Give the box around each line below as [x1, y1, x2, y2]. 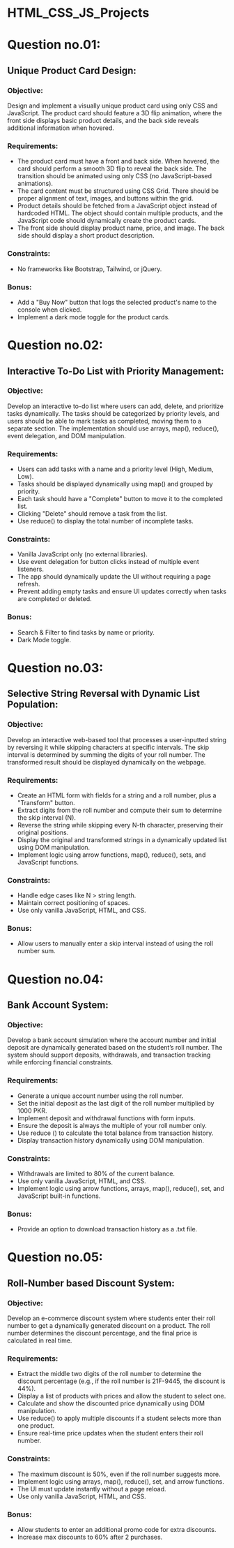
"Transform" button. [17, 798, 75, 806]
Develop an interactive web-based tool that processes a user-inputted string [7, 735, 227, 744]
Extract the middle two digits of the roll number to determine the [17, 1370, 202, 1378]
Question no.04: [7, 971, 104, 987]
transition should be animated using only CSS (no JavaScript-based [17, 172, 212, 180]
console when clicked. [17, 305, 82, 314]
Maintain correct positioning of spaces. [17, 899, 130, 907]
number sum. [17, 947, 56, 955]
